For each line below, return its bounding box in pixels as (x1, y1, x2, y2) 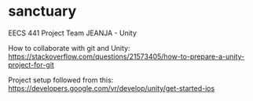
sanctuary (8, 2, 77, 20)
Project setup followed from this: (8, 75, 114, 85)
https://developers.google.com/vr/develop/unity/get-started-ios (8, 83, 215, 92)
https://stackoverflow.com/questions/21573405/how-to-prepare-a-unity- (8, 52, 245, 61)
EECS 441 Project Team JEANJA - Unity (8, 28, 137, 38)
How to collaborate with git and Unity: (8, 43, 131, 52)
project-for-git (8, 60, 55, 69)
